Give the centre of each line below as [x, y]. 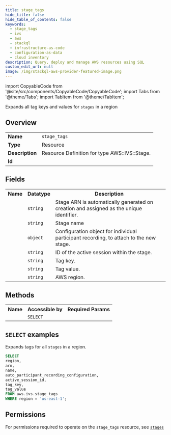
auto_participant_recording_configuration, [52, 375]
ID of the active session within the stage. [104, 252]
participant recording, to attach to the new [106, 237]
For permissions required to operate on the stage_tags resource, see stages [85, 427]
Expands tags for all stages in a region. [46, 347]
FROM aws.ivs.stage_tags [32, 394]
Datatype [39, 194]
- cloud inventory [30, 57]
